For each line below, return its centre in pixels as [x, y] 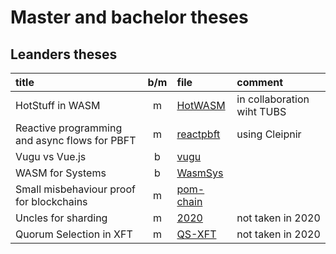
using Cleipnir [269, 134]
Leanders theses [64, 54]
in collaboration [273, 99]
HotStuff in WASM [58, 105]
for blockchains [51, 201]
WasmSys [200, 173]
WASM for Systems [61, 173]
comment [260, 82]
